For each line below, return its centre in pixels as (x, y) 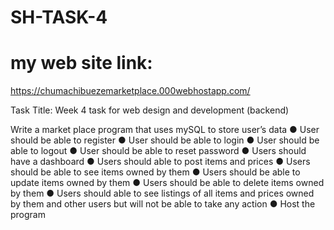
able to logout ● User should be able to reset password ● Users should (158, 151)
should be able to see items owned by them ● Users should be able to (155, 172)
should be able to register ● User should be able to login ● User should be (165, 140)
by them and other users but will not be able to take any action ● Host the (163, 204)
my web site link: (81, 63)
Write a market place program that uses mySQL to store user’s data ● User (165, 130)
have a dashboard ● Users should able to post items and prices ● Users (160, 162)
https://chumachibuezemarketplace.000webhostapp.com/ (130, 91)
